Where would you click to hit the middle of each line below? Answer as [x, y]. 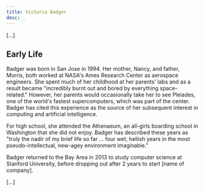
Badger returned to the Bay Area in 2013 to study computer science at [94, 157]
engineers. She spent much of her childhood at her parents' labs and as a [98, 82]
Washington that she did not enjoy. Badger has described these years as [97, 132]
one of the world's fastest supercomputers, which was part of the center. [98, 101]
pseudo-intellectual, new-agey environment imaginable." [77, 146]
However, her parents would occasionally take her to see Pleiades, [112, 95]
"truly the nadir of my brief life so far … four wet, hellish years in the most [98, 139]
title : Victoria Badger [37, 12]
